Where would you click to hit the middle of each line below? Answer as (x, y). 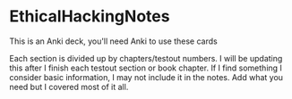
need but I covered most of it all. (69, 87)
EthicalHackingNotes (90, 16)
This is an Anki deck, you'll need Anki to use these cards (113, 41)
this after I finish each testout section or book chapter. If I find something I (146, 68)
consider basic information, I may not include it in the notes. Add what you (146, 77)
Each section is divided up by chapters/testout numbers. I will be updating (146, 58)
